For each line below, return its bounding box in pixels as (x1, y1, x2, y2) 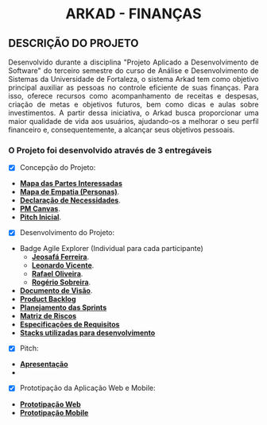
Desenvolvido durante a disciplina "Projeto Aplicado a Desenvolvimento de (8, 57, 259, 67)
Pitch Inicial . (19, 212, 62, 222)
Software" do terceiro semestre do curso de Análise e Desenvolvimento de (8, 66, 259, 75)
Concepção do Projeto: (19, 163, 96, 172)
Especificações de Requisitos (19, 319, 120, 330)
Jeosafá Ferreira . (31, 252, 90, 262)
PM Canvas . (19, 204, 61, 214)
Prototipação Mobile (19, 408, 89, 417)
